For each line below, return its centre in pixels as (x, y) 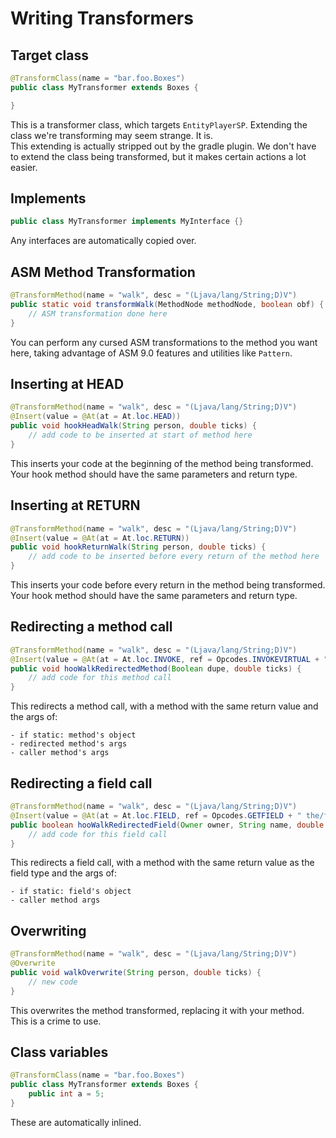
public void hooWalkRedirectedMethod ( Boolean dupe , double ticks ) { (156, 668)
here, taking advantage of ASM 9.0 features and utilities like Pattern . (151, 353)
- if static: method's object (73, 735)
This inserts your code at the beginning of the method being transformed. (162, 463)
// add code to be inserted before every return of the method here (174, 557)
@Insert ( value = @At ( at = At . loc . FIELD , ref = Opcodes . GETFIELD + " (156, 815)
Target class (49, 55)
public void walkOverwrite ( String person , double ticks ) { (136, 972)
